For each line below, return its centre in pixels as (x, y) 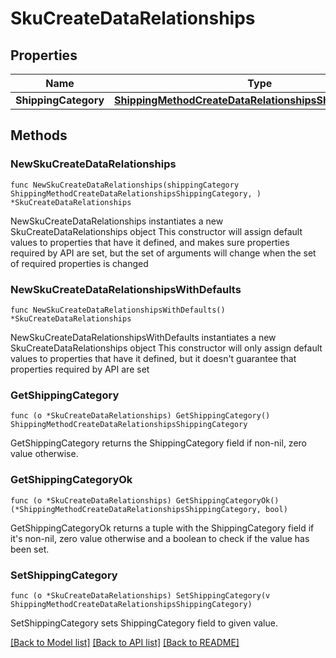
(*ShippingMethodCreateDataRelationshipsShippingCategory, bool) (149, 509)
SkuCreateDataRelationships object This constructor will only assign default (166, 348)
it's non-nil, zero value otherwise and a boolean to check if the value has (160, 538)
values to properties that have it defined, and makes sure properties (150, 242)
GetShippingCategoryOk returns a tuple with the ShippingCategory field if (162, 528)
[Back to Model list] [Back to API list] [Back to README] (125, 642)
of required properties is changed (79, 263)
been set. (30, 549)
